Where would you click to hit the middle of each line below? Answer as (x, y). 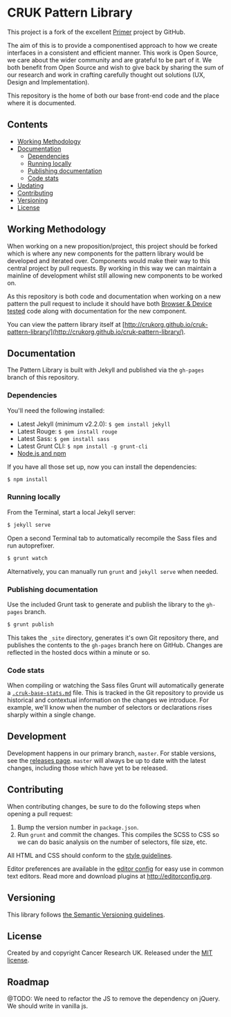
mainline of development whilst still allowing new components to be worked (115, 276)
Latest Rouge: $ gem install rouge (67, 431)
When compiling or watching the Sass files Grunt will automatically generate (116, 685)
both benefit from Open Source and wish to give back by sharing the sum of (115, 67)
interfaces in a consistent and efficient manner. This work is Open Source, (113, 53)
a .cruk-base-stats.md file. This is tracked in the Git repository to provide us (115, 693)
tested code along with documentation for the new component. (97, 311)
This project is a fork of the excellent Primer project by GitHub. (96, 32)
